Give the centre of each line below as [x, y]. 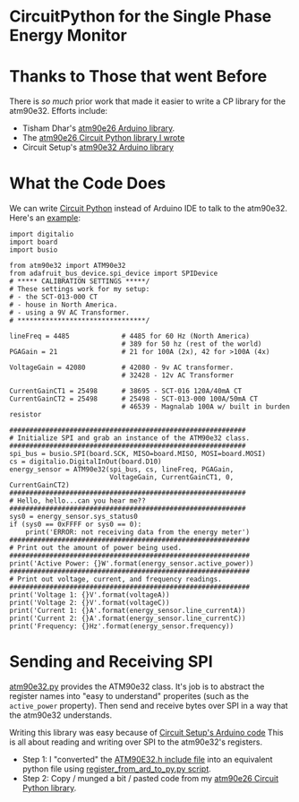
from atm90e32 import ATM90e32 [68, 266]
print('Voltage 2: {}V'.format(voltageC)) [90, 603]
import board [34, 242]
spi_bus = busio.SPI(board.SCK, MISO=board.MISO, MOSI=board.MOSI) [138, 454]
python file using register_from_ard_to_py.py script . [117, 769]
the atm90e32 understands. [61, 715]
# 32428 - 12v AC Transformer [178, 375]
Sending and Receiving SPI [111, 662]
